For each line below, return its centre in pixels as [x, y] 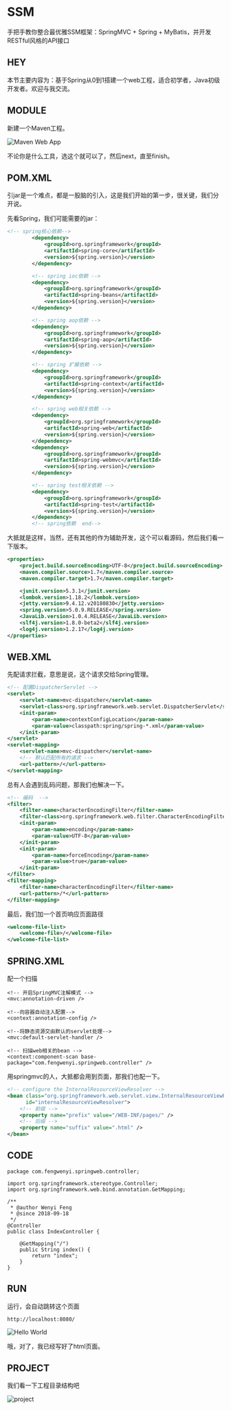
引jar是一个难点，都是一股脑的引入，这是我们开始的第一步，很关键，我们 [110, 195]
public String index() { [55, 1249]
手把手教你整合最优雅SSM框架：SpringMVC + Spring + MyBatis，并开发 [109, 32]
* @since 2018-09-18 [40, 1213]
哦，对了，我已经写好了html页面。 [56, 1346]
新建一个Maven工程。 [38, 128]
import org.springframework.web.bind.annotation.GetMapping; [97, 1189]
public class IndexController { [53, 1231]
